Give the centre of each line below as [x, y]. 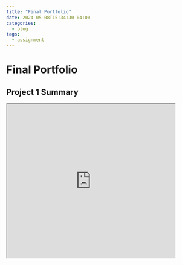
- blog [20, 29]
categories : [21, 23]
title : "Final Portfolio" [39, 12]
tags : [13, 34]
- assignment [28, 40]
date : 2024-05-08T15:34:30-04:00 [48, 18]
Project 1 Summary [42, 92]
